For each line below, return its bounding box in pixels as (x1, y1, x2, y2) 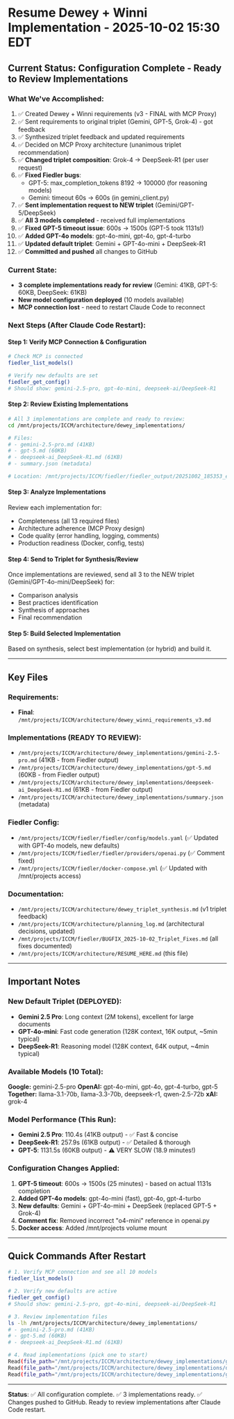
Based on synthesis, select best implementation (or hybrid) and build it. (8, 644, 212, 653)
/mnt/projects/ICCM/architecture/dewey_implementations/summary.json (17, 794, 224, 801)
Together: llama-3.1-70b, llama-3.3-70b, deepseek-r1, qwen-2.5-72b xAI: (8, 1090, 218, 1098)
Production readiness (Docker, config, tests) (17, 539, 145, 547)
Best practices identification (17, 599, 99, 607)
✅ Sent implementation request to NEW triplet (17, 200, 154, 209)
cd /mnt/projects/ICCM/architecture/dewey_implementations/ (8, 422, 186, 429)
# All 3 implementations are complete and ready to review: (8, 415, 186, 422)
